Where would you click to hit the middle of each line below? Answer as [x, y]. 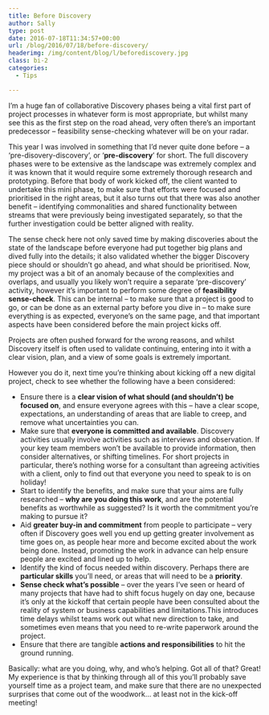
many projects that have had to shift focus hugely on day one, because [137, 593]
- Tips [26, 76]
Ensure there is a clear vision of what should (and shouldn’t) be [127, 396]
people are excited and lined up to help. [86, 558]
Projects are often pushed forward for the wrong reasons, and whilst [121, 340]
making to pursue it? [54, 516]
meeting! [23, 702]
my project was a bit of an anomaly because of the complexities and [121, 273]
